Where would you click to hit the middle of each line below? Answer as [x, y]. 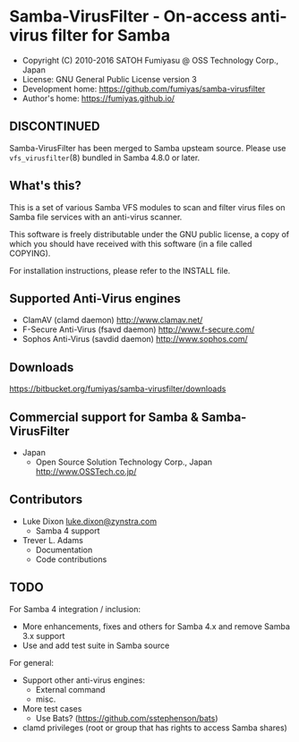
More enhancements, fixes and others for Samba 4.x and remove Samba [156, 626]
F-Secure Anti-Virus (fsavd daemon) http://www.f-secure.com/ [138, 329]
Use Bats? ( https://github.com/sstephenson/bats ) [127, 718]
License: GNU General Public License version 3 [109, 79]
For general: [32, 662]
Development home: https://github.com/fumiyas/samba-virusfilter [144, 89]
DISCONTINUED [55, 127]
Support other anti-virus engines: [84, 680]
